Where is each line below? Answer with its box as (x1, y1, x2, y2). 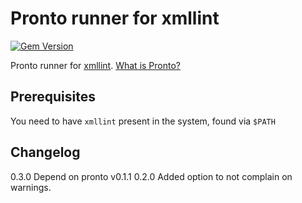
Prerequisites (10, 88, 96, 106)
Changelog (10, 144, 81, 161)
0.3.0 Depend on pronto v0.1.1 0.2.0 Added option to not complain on (10, 170, 293, 182)
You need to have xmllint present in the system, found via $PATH (10, 115, 276, 127)
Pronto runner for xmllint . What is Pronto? (10, 59, 181, 71)
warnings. (10, 181, 52, 193)
